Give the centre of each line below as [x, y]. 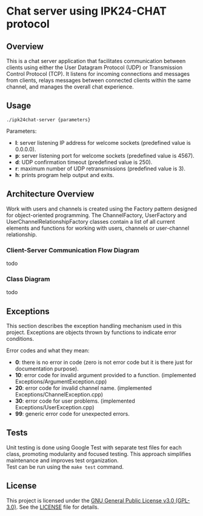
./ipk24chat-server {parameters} [48, 119]
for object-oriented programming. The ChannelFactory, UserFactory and [97, 215]
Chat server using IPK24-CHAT [87, 11]
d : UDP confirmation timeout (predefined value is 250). [84, 162]
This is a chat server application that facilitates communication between [96, 61]
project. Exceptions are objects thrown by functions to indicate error [92, 332]
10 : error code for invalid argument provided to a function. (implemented [105, 375]
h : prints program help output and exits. [65, 175]
